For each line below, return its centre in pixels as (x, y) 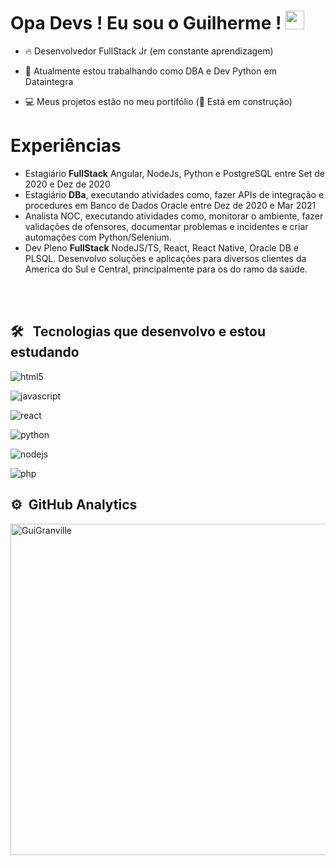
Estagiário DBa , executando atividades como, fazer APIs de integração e (174, 194)
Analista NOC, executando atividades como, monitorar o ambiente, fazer (174, 216)
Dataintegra (49, 81)
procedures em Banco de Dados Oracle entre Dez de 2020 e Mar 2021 (170, 205)
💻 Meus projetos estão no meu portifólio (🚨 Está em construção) (158, 101)
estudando (45, 352)
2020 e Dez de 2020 (67, 184)
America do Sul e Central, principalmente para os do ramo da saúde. (166, 269)
